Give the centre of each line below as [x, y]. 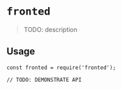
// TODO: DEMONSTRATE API [44, 80]
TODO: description [51, 29]
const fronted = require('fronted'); [61, 68]
